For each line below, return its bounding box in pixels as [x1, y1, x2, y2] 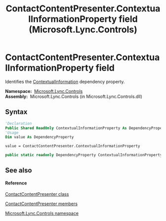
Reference [5, 180, 27, 186]
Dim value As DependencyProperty [5, 134, 74, 140]
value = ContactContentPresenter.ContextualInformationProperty [5, 144, 140, 149]
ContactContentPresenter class [5, 191, 69, 197]
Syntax [5, 108, 28, 116]
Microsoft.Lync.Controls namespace [5, 210, 79, 216]
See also [5, 166, 32, 175]
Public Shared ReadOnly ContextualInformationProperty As [5, 126, 127, 131]
